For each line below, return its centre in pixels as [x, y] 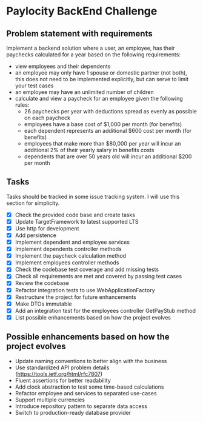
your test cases [34, 85]
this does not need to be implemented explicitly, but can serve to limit [102, 79]
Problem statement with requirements [79, 34]
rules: [22, 105]
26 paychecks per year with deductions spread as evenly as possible [110, 111]
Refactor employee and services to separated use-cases [86, 393]
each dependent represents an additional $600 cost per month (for [108, 131]
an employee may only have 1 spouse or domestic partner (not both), [101, 73]
